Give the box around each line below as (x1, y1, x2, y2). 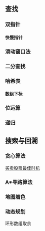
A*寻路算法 (5, 178, 33, 185)
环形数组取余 (5, 220, 31, 226)
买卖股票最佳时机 (5, 165, 40, 171)
